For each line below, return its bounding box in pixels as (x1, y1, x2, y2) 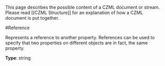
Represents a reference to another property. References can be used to (5, 35, 155, 40)
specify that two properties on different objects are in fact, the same (5, 40, 148, 46)
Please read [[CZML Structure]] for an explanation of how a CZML (5, 10, 143, 16)
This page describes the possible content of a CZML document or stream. (5, 5, 160, 10)
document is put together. (5, 15, 59, 21)
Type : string (5, 55, 31, 61)
